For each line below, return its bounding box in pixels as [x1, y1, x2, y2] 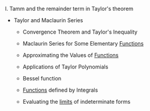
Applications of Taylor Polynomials [22, 63, 109, 70]
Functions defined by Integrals [22, 86, 98, 94]
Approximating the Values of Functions [22, 52, 119, 59]
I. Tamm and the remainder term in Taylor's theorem [5, 5, 134, 12]
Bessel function [22, 75, 62, 82]
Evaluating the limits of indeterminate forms [22, 98, 131, 105]
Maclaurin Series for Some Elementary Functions [22, 40, 144, 47]
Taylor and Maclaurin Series [13, 17, 83, 23]
